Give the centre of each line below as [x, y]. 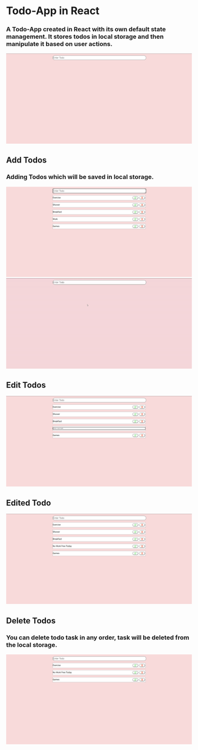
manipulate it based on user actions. [60, 44]
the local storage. [32, 645]
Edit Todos [26, 385]
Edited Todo [29, 503]
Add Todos [27, 160]
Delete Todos [31, 621]
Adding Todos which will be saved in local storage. [80, 177]
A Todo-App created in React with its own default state [86, 29]
